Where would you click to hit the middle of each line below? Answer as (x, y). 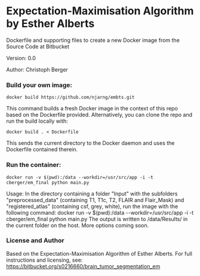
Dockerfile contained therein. (42, 150)
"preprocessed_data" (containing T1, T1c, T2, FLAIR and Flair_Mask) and (95, 200)
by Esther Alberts (50, 24)
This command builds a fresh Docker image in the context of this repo (92, 108)
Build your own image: (39, 85)
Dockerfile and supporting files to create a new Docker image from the (93, 40)
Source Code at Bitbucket (38, 46)
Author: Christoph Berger (37, 69)
